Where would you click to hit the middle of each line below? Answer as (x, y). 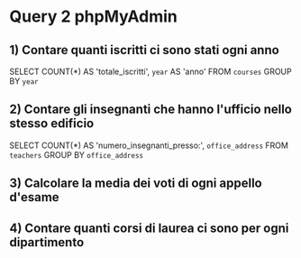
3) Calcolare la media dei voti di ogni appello (136, 184)
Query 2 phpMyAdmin (94, 17)
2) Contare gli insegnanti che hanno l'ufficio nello (151, 110)
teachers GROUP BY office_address (77, 154)
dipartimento (47, 242)
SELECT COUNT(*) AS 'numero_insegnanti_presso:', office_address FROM (149, 145)
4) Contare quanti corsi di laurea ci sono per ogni (149, 228)
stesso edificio (52, 124)
